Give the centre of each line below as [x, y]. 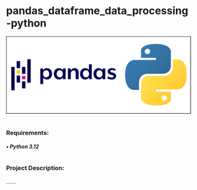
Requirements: [28, 133]
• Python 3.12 [23, 147]
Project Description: [35, 168]
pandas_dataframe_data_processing [97, 11]
